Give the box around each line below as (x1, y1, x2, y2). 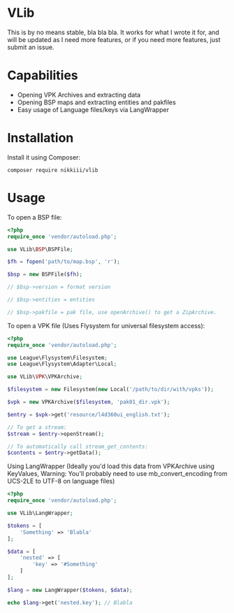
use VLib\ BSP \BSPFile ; (7, 246, 73, 253)
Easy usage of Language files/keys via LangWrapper (17, 105, 170, 113)
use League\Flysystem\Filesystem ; (7, 354, 108, 361)
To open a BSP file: (7, 213, 62, 221)
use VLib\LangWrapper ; (7, 509, 73, 516)
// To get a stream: (7, 423, 68, 431)
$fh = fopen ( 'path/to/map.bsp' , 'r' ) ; (7, 258, 120, 265)
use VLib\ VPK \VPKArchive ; (7, 373, 82, 381)
